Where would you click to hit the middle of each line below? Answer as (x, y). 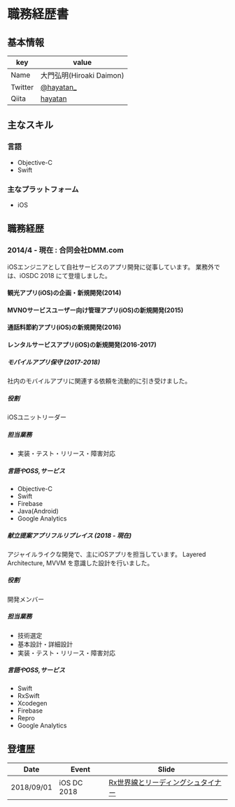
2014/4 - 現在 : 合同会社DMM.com (65, 250)
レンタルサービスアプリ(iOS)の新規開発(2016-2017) (82, 345)
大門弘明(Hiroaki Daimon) (82, 75)
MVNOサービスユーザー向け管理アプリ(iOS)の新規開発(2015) (95, 310)
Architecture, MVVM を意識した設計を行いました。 (80, 562)
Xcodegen (32, 703)
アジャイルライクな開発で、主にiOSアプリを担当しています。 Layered (107, 554)
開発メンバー (26, 599)
